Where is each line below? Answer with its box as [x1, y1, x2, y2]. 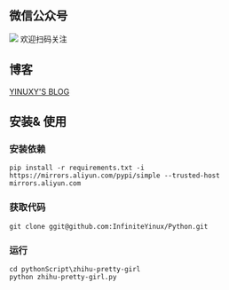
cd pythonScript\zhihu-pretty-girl [9, 264, 141, 273]
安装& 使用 [9, 114, 67, 129]
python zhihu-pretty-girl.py [9, 272, 117, 281]
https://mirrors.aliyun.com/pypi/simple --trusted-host [9, 171, 220, 180]
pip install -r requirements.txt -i [9, 163, 145, 173]
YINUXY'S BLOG [9, 86, 70, 97]
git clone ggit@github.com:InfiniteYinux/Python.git [9, 222, 209, 231]
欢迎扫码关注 [20, 34, 67, 44]
